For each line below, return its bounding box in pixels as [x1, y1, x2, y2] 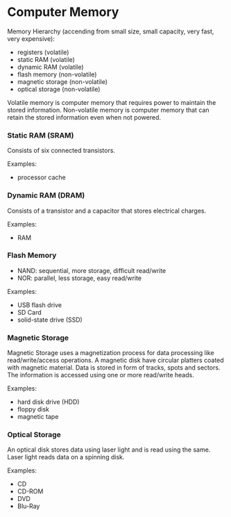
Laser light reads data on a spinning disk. [7, 453, 125, 461]
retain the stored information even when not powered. [7, 113, 162, 122]
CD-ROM [17, 487, 44, 495]
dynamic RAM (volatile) [17, 63, 85, 71]
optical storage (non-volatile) [17, 85, 101, 93]
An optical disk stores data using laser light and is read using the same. [7, 445, 211, 454]
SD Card [17, 308, 42, 316]
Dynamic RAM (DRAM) [7, 190, 85, 200]
